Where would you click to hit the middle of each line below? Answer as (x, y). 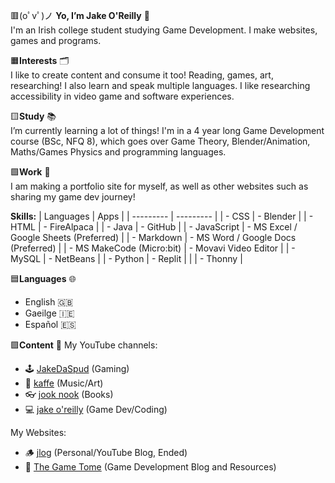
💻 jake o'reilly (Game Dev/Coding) (96, 409)
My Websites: (38, 432)
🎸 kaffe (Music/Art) (64, 383)
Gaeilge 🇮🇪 (49, 313)
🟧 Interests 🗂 (40, 60)
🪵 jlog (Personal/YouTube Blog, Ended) (106, 452)
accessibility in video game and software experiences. (122, 96)
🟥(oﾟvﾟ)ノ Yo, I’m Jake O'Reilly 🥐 (80, 15)
